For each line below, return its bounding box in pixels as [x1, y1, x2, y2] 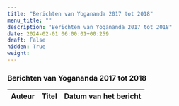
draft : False [7, 37, 46, 44]
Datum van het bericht [64, 91, 142, 101]
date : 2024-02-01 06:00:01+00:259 [7, 30, 110, 37]
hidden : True [7, 43, 46, 50]
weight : [7, 50, 30, 57]
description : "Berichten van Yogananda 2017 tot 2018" [7, 23, 173, 30]
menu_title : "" [7, 17, 52, 24]
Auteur [11, 91, 35, 101]
